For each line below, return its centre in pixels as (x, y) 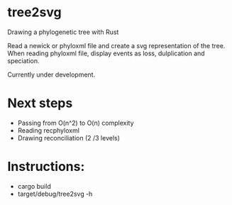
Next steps (40, 103)
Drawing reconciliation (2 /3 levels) (69, 138)
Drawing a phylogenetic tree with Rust (63, 32)
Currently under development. (51, 74)
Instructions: (46, 167)
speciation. (24, 60)
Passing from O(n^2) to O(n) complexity (76, 123)
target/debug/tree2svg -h (55, 194)
